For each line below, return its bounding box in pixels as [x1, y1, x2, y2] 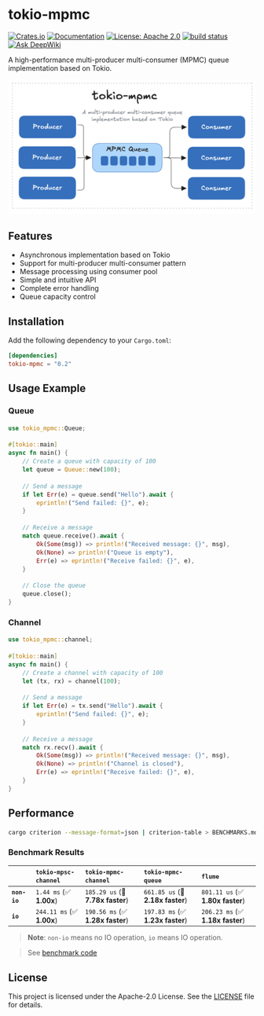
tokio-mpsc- [35, 868, 75, 877]
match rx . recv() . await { [22, 743, 104, 751]
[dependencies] [8, 352, 58, 360]
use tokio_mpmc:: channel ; [8, 636, 93, 644]
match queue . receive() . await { [22, 532, 125, 540]
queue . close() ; [22, 590, 72, 598]
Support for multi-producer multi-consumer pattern [19, 259, 186, 268]
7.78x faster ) [85, 896, 130, 905]
